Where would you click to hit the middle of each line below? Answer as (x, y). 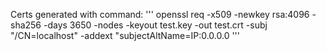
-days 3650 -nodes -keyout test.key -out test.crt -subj (155, 25)
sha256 (26, 25)
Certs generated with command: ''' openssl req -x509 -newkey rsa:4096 (160, 14)
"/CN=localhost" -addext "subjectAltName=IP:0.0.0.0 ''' (125, 35)
